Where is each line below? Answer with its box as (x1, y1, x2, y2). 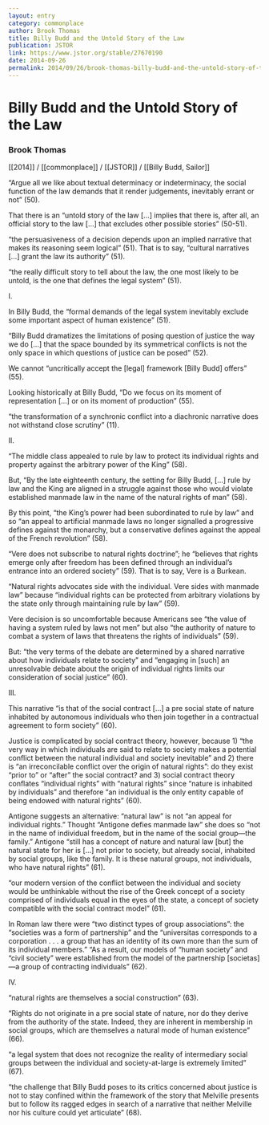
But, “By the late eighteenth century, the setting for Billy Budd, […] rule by (8, 475, 251, 485)
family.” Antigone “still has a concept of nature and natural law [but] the (8, 837, 244, 847)
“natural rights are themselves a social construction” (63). (8, 993, 199, 1003)
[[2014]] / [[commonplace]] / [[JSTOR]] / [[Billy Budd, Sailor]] (8, 162, 211, 173)
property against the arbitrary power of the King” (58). (8, 460, 187, 469)
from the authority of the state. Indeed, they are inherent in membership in (8, 1017, 254, 1027)
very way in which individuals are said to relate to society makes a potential (8, 745, 257, 754)
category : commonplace (8, 19, 84, 27)
